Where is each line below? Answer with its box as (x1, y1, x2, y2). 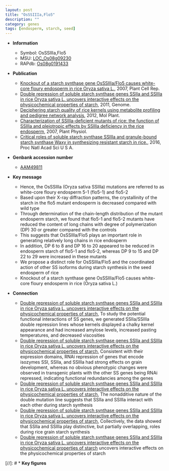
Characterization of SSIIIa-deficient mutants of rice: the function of (20, 118, 159, 124)
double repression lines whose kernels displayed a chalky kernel (20, 321, 154, 327)
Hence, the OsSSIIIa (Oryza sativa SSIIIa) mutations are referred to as (20, 184, 164, 190)
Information (12, 40, 38, 46)
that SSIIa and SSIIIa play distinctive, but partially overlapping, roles (20, 423, 160, 430)
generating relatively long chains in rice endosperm (20, 238, 127, 244)
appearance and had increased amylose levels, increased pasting (20, 327, 157, 333)
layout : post (5, 7, 33, 13)
